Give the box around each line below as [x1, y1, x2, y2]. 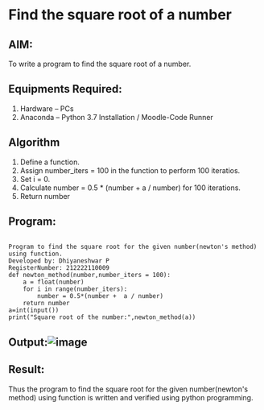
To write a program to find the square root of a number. [8, 59, 192, 68]
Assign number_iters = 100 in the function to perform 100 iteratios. [19, 165, 241, 175]
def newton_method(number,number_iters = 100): [8, 271, 171, 280]
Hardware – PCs [19, 103, 74, 114]
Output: [8, 335, 48, 349]
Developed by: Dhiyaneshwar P [8, 257, 110, 265]
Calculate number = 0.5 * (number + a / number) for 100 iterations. [19, 183, 241, 193]
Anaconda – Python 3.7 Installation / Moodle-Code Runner [19, 112, 213, 122]
